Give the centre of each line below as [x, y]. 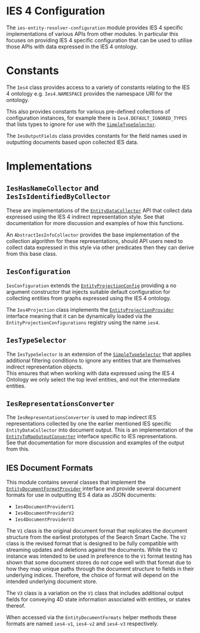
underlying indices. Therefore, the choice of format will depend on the [93, 575]
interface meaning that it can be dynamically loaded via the [79, 316]
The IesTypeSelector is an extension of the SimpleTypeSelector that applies [99, 354]
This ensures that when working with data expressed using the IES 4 [90, 373]
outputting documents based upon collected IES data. [72, 142]
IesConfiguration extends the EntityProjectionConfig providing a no [91, 285]
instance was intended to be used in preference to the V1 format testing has [99, 556]
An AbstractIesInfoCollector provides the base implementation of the [93, 235]
